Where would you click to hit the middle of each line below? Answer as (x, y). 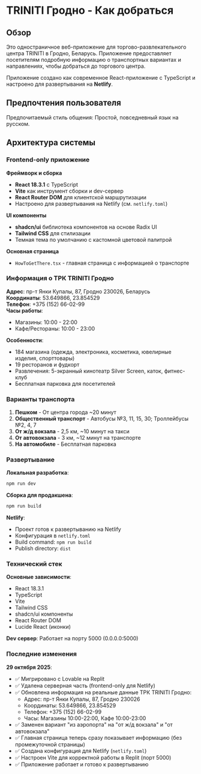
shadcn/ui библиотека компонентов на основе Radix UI (86, 227)
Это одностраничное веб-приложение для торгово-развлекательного (96, 47)
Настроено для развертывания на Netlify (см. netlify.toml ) (91, 203)
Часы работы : (25, 310)
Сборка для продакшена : (40, 495)
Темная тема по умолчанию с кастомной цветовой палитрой (93, 239)
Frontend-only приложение (48, 160)
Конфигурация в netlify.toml (53, 536)
